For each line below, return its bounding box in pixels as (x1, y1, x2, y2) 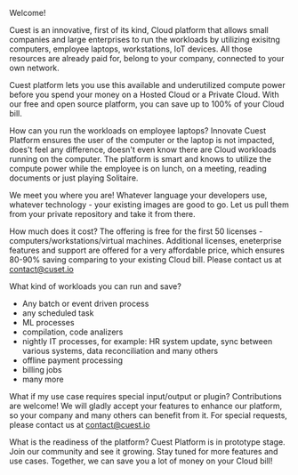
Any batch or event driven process (21, 298, 149, 309)
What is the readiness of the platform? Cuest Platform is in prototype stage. (9, 437, 286, 447)
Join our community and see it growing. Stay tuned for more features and (9, 447, 278, 456)
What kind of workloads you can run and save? (9, 281, 182, 292)
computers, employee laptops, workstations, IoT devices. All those (9, 44, 253, 54)
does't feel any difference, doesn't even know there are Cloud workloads (9, 144, 277, 155)
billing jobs (21, 365, 62, 374)
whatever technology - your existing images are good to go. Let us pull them (9, 199, 289, 210)
